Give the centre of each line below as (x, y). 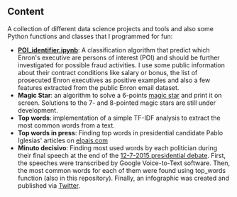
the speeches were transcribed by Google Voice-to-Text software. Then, (124, 163)
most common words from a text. (66, 125)
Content (26, 12)
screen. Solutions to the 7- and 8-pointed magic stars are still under (117, 103)
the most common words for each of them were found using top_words (121, 170)
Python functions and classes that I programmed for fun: (90, 36)
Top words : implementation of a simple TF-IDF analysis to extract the (119, 118)
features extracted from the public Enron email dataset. (98, 87)
